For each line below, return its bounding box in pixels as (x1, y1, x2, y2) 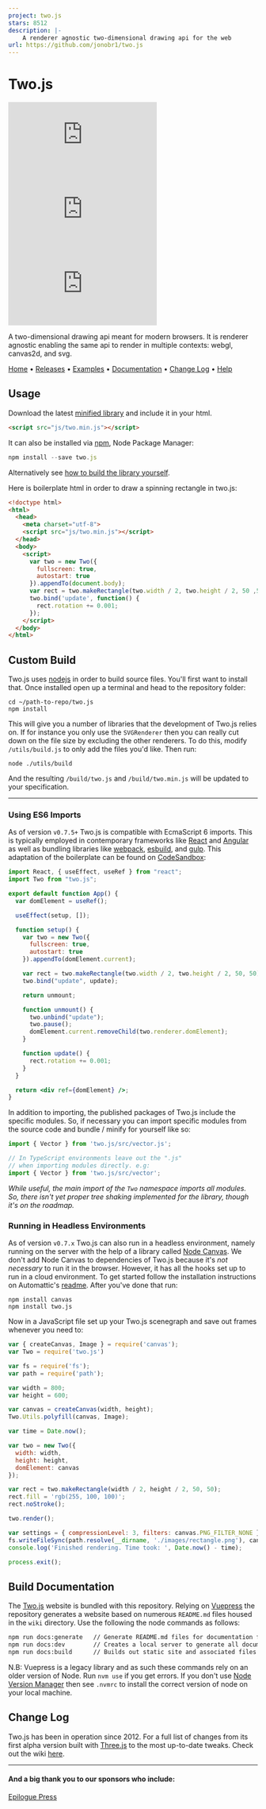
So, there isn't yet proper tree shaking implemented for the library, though (8, 1192, 249, 1201)
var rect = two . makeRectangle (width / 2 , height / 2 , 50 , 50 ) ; (8, 1486, 222, 1494)
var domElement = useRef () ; (15, 897, 108, 905)
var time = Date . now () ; (8, 1427, 87, 1436)
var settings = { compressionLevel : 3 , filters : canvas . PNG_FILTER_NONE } (8, 1529, 260, 1537)
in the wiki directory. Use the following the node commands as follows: (8, 1618, 240, 1628)
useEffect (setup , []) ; (15, 911, 90, 920)
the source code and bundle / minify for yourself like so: (8, 1124, 192, 1134)
